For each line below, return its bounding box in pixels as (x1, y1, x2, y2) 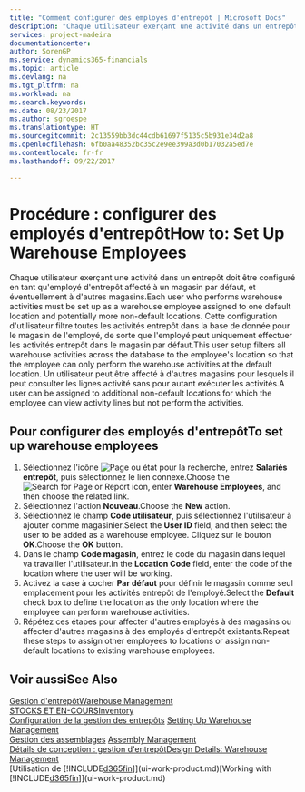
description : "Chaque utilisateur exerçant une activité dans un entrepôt (9, 22, 299, 31)
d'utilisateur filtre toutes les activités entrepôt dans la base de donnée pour (9, 320, 290, 331)
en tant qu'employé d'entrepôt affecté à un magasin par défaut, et (9, 282, 256, 293)
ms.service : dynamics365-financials (9, 55, 148, 64)
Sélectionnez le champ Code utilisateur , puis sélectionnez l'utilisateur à (22, 510, 292, 522)
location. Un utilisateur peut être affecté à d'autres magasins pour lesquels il (9, 368, 295, 379)
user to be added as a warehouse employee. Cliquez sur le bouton (22, 530, 271, 541)
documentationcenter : (9, 38, 92, 48)
